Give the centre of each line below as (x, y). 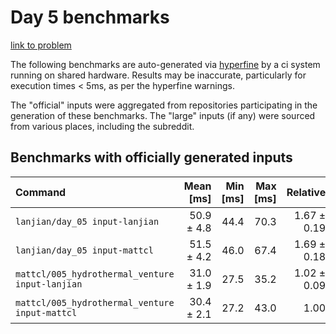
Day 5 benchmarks (90, 17)
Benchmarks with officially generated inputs (151, 157)
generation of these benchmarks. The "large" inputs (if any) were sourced (163, 115)
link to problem (41, 45)
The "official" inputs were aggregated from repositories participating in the (164, 105)
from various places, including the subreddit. (102, 126)
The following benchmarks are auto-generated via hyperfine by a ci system (165, 64)
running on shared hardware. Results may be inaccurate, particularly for (158, 75)
